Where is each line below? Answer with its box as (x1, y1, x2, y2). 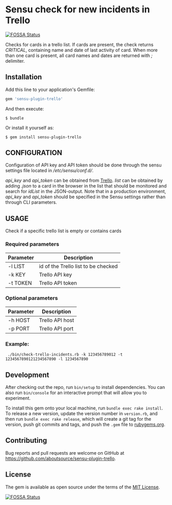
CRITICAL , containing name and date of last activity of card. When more (5, 47, 158, 53)
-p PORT (8, 325, 30, 332)
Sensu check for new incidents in (5, 4, 150, 15)
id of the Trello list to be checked (39, 263, 118, 270)
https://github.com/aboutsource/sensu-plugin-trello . (5, 455, 117, 461)
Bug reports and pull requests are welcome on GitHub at (5, 450, 125, 456)
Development (5, 370, 50, 379)
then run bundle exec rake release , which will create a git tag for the (5, 416, 151, 422)
